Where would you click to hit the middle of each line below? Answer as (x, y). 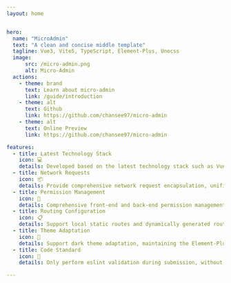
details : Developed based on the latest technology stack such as (116, 166)
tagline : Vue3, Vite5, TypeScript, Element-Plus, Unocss (96, 51)
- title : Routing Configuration (59, 211)
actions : (25, 77)
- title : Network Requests (51, 173)
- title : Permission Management (59, 192)
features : (21, 147)
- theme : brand (41, 84)
